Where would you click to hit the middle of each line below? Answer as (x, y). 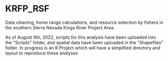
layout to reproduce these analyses (42, 53)
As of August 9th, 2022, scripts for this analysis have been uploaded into (81, 37)
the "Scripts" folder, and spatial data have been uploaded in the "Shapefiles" (85, 42)
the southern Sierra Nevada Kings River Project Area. (60, 27)
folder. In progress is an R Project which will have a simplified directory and (83, 48)
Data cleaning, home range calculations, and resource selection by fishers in (84, 22)
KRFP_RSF (27, 9)
